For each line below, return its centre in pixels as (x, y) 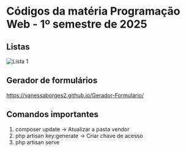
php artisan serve (37, 142)
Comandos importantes (53, 114)
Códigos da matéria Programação (93, 11)
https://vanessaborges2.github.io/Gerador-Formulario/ (75, 95)
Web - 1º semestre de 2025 (77, 24)
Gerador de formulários (52, 81)
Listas (18, 47)
